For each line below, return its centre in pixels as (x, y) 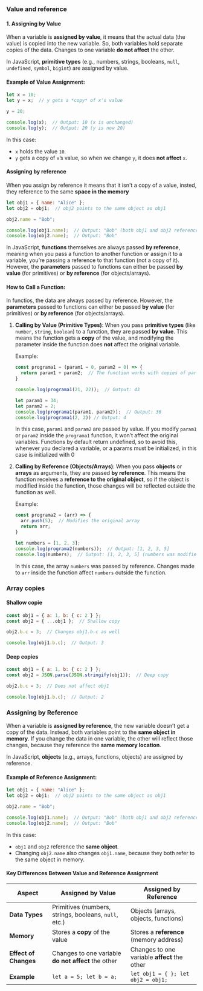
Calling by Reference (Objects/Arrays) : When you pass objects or (98, 466)
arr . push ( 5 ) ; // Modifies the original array (80, 521)
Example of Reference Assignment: (52, 777)
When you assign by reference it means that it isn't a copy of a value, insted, (101, 185)
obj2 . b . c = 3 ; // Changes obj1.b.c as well (63, 632)
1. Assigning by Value (34, 24)
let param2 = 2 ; (35, 406)
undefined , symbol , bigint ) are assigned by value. (67, 68)
